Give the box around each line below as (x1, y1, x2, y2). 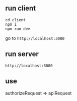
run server (5, 50, 39, 59)
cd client (5, 17, 26, 22)
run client (5, 4, 36, 13)
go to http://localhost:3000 (5, 35, 65, 41)
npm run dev (5, 26, 30, 31)
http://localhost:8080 (5, 63, 53, 68)
